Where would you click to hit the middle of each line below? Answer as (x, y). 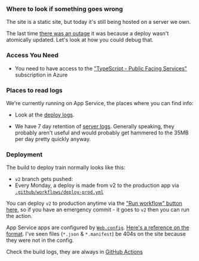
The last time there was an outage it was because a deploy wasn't (88, 33)
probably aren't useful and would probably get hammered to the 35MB (102, 133)
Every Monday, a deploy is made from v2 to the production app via (97, 185)
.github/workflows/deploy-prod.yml (59, 192)
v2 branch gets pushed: (44, 179)
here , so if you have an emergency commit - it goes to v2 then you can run (98, 210)
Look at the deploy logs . (45, 115)
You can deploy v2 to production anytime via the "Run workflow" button (94, 203)
